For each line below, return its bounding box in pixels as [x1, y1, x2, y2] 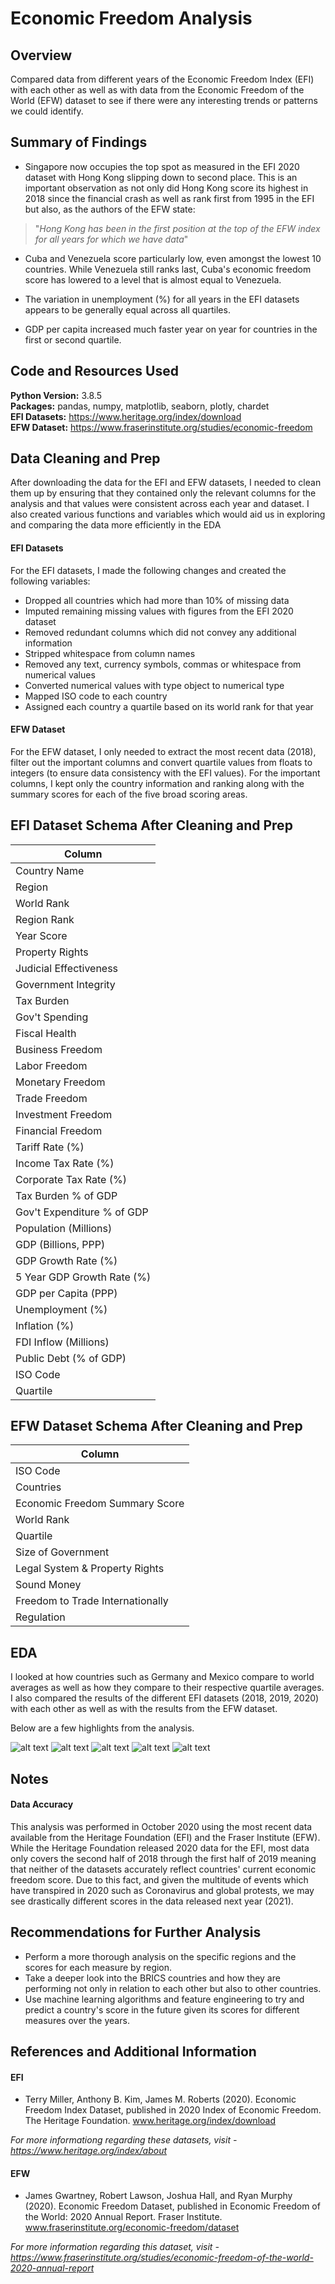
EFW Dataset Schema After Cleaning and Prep [10, 1418, 303, 1435]
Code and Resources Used [10, 363, 179, 380]
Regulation [15, 1610, 66, 1624]
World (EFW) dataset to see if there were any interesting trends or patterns [10, 95, 318, 106]
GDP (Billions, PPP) [15, 1237, 106, 1251]
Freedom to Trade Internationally [15, 1594, 169, 1608]
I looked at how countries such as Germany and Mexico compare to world [10, 1671, 315, 1683]
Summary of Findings [10, 134, 148, 151]
